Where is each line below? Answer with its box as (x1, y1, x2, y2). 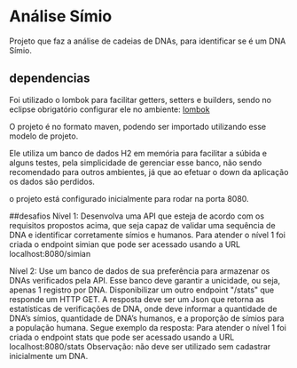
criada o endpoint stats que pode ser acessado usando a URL (9, 332, 235, 342)
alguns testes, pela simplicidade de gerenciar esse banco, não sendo (9, 157, 262, 168)
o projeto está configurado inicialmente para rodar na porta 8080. (9, 193, 250, 204)
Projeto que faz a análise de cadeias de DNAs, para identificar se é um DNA (9, 36, 286, 46)
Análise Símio (9, 6, 113, 27)
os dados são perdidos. (9, 176, 96, 187)
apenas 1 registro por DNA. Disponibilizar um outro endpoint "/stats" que (9, 284, 275, 295)
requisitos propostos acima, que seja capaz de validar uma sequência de (9, 220, 277, 230)
